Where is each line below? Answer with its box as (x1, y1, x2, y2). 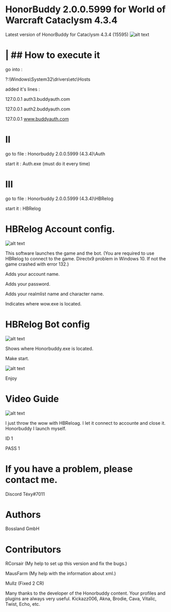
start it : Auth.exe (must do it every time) (5, 160, 91, 167)
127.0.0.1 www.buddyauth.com (5, 116, 69, 122)
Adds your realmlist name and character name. (5, 291, 104, 297)
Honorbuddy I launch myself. (5, 425, 67, 431)
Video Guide (5, 393, 59, 405)
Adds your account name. (5, 271, 60, 277)
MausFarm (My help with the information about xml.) (5, 571, 116, 577)
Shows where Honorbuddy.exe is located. (5, 345, 94, 352)
